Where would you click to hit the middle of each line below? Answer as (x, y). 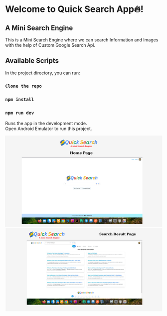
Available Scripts (32, 61)
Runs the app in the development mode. (46, 123)
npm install (20, 99)
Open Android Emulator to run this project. (49, 129)
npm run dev (20, 113)
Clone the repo (24, 86)
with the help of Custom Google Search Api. (50, 45)
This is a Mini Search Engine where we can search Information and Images (82, 40)
